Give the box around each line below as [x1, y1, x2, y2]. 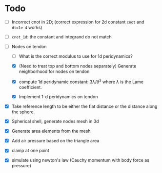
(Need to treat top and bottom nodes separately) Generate [19, 63, 137, 69]
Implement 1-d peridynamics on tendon [19, 93, 98, 100]
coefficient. [19, 84, 42, 90]
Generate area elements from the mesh [11, 128, 91, 134]
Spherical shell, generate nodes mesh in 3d [11, 119, 99, 124]
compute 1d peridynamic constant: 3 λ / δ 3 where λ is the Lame [19, 78, 143, 85]
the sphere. [11, 109, 35, 115]
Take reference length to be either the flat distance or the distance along [11, 104, 158, 109]
